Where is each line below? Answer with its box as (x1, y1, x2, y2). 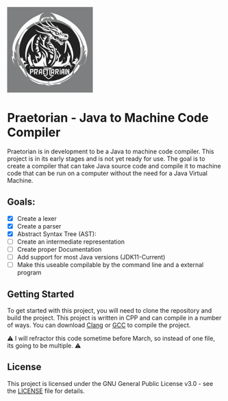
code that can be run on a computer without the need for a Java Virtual (7, 169, 207, 177)
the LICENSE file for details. (7, 387, 86, 395)
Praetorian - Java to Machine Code (7, 110, 209, 126)
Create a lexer (16, 214, 57, 222)
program (16, 268, 42, 276)
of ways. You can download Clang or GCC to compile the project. (7, 321, 191, 329)
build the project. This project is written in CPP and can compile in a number (7, 314, 222, 322)
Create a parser (16, 222, 62, 230)
